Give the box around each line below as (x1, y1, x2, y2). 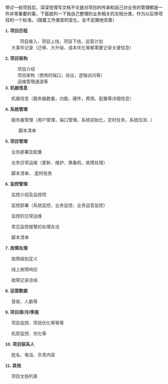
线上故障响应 (11, 267, 38, 272)
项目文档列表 (11, 373, 38, 379)
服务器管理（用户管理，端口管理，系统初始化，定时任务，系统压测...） (11, 117, 155, 123)
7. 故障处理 (5, 245, 28, 251)
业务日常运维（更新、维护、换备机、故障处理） (11, 160, 108, 165)
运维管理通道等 (17, 79, 48, 84)
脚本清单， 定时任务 (11, 170, 52, 176)
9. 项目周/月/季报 (5, 310, 39, 315)
